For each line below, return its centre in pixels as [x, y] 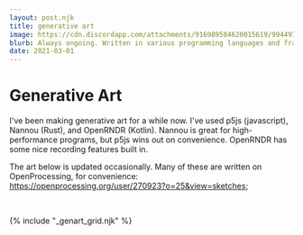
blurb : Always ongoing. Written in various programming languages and [145, 43]
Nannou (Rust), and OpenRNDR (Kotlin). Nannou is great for [120, 131]
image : [22, 34]
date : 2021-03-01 [42, 51]
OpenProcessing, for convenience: [74, 176]
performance [34, 140]
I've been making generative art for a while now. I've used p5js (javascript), [149, 121]
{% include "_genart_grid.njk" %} [71, 221]
